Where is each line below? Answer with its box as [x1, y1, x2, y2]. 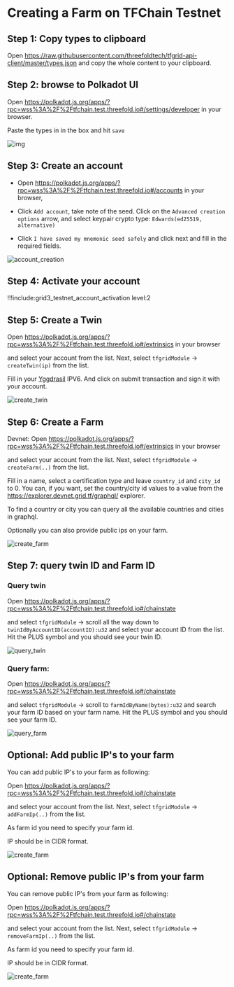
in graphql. [7, 512, 38, 521]
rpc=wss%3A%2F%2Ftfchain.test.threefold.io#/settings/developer [7, 105, 200, 113]
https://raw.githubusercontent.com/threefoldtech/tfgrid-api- [24, 51, 198, 59]
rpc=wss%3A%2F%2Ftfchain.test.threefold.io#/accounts [17, 185, 183, 194]
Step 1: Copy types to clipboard [7, 33, 147, 45]
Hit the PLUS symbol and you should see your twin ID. [7, 632, 163, 641]
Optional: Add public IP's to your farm [7, 749, 175, 761]
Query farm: [7, 664, 50, 673]
